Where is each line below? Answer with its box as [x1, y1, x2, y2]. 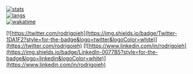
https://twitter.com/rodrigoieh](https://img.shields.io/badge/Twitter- [11, 30, 178, 37]
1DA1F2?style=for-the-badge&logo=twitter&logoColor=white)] [6, 36, 157, 43]
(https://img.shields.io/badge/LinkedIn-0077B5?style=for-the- [6, 49, 159, 56]
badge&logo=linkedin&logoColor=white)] [6, 55, 106, 62]
